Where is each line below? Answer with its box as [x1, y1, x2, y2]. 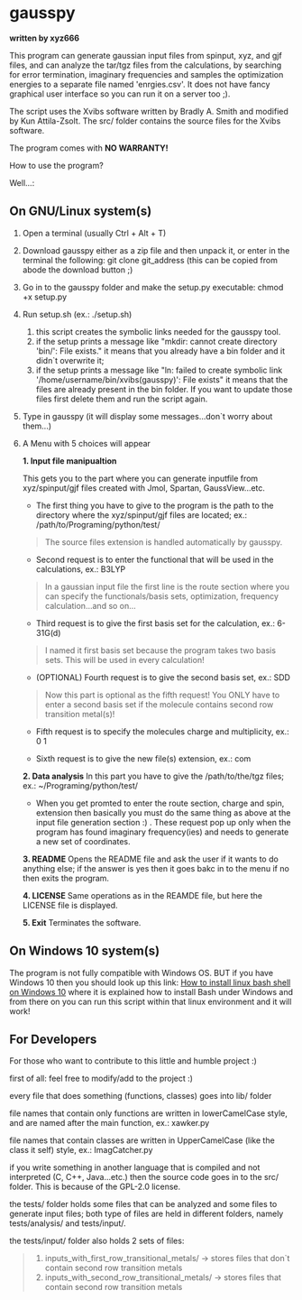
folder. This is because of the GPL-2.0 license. [9, 1181, 181, 1193]
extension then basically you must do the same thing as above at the [35, 807, 291, 818]
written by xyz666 [9, 32, 79, 43]
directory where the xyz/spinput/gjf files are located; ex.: [35, 509, 248, 521]
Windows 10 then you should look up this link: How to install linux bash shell [9, 977, 291, 988]
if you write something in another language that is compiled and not [9, 1162, 261, 1173]
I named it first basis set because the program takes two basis [44, 644, 277, 656]
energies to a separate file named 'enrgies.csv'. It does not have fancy [9, 78, 270, 89]
